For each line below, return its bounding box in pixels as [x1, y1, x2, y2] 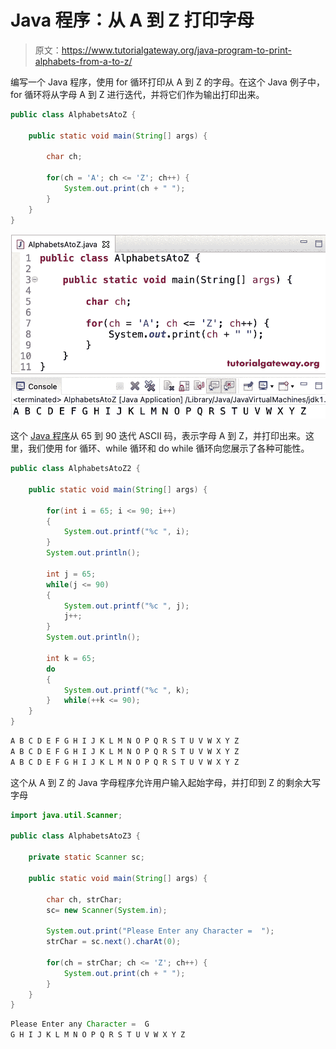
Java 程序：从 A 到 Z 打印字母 [10, 9, 255, 32]
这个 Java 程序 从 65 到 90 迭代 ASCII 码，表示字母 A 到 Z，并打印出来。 [10, 430, 306, 442]
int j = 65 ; [46, 569, 97, 579]
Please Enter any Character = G [10, 1019, 150, 1030]
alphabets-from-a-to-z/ [34, 55, 133, 67]
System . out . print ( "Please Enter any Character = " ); [46, 926, 275, 936]
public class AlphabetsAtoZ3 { [10, 831, 141, 841]
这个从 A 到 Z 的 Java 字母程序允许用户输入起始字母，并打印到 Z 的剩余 [10, 776, 304, 788]
